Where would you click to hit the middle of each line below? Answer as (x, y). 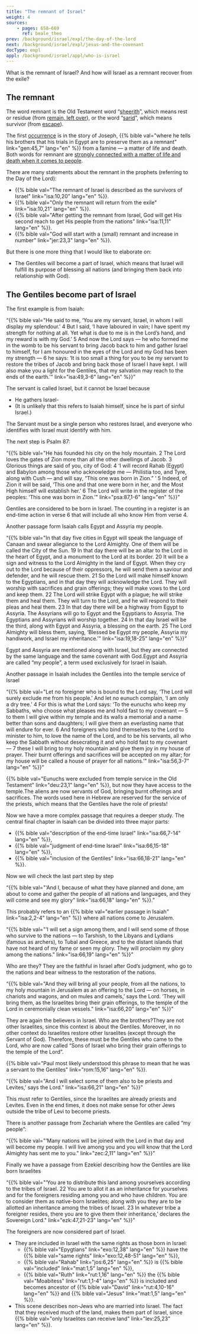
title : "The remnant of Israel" (46, 12)
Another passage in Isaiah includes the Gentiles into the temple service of (96, 674)
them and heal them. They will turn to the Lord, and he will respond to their (97, 601)
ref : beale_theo (42, 34)
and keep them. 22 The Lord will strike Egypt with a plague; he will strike (94, 594)
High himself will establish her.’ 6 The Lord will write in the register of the (95, 491)
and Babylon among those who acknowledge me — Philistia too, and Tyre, (97, 472)
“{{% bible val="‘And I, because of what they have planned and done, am (95, 888)
